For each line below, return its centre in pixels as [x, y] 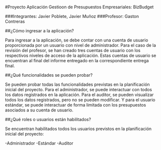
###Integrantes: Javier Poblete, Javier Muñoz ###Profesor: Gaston [72, 16]
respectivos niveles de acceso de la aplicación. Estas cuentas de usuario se [80, 55]
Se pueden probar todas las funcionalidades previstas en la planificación [77, 84]
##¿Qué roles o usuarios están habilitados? [48, 119]
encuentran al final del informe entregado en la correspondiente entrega [77, 61]
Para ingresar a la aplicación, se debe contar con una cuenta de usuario [77, 40]
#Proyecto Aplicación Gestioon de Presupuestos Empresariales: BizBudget [79, 7]
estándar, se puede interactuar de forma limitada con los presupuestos [76, 105]
